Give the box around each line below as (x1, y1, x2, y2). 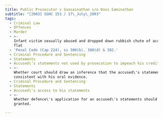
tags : (5, 16, 16, 21)
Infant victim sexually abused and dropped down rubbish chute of (14, 39, 151, 44)
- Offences (9, 25, 32, 30)
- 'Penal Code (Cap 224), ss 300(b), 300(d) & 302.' (9, 47, 118, 52)
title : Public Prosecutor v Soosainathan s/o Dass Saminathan (5, 7, 133, 12)
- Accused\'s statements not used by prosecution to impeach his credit (9, 61, 160, 66)
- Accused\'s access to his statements (9, 88, 90, 93)
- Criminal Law (9, 20, 40, 26)
